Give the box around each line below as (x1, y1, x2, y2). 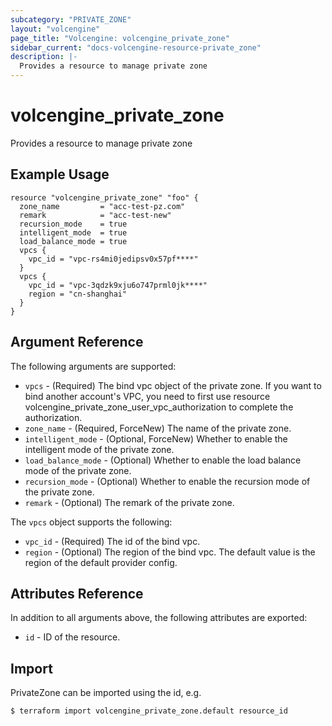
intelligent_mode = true (19, 227, 128, 238)
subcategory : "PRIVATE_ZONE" (10, 14, 132, 25)
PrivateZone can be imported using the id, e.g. (10, 687, 202, 699)
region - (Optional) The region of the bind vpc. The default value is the (24, 546, 316, 558)
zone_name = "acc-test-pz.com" (19, 201, 186, 211)
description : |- (10, 52, 78, 62)
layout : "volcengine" (10, 24, 101, 34)
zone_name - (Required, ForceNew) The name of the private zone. (24, 422, 292, 434)
